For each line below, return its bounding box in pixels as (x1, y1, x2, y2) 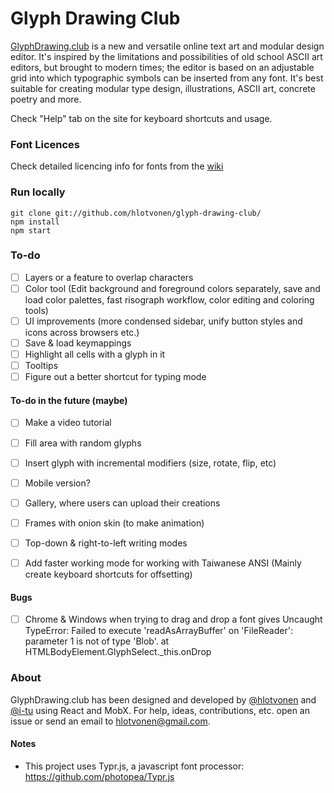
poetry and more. (10, 93, 82, 105)
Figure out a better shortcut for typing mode (24, 371, 207, 383)
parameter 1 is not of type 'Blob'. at (24, 635, 170, 647)
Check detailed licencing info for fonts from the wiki (10, 160, 224, 172)
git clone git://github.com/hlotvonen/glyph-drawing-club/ (10, 208, 262, 218)
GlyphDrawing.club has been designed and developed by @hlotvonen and (10, 693, 317, 706)
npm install (10, 217, 60, 227)
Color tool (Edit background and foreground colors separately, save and (24, 282, 321, 294)
